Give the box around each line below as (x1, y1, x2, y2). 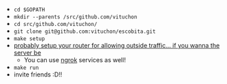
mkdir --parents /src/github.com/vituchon (13, 14, 138, 20)
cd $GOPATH (13, 6, 45, 13)
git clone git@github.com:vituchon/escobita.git (13, 28, 156, 35)
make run (13, 64, 39, 71)
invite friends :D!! (13, 70, 63, 79)
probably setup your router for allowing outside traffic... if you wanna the (13, 42, 220, 49)
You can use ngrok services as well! (23, 56, 126, 64)
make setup (13, 36, 45, 42)
